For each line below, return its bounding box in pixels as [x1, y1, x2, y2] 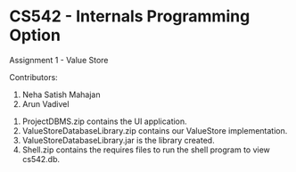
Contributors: [9, 71, 58, 82]
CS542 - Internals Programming [9, 6, 251, 27]
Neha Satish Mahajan [21, 89, 101, 100]
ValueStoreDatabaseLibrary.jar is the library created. [21, 135, 216, 145]
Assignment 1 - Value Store [9, 54, 109, 65]
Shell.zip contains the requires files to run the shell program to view [21, 144, 270, 155]
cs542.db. [21, 153, 61, 164]
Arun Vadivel [21, 98, 70, 109]
